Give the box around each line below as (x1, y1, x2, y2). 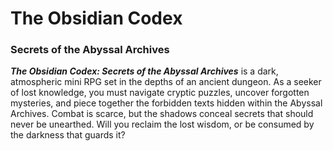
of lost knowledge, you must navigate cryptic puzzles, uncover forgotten (10, 87, 310, 99)
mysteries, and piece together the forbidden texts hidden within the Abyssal (10, 97, 323, 109)
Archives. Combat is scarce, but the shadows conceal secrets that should (10, 108, 314, 120)
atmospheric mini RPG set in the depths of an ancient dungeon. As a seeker (10, 76, 322, 88)
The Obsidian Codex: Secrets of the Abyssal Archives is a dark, (10, 65, 279, 77)
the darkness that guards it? (10, 129, 126, 141)
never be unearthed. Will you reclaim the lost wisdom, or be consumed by (10, 118, 315, 131)
